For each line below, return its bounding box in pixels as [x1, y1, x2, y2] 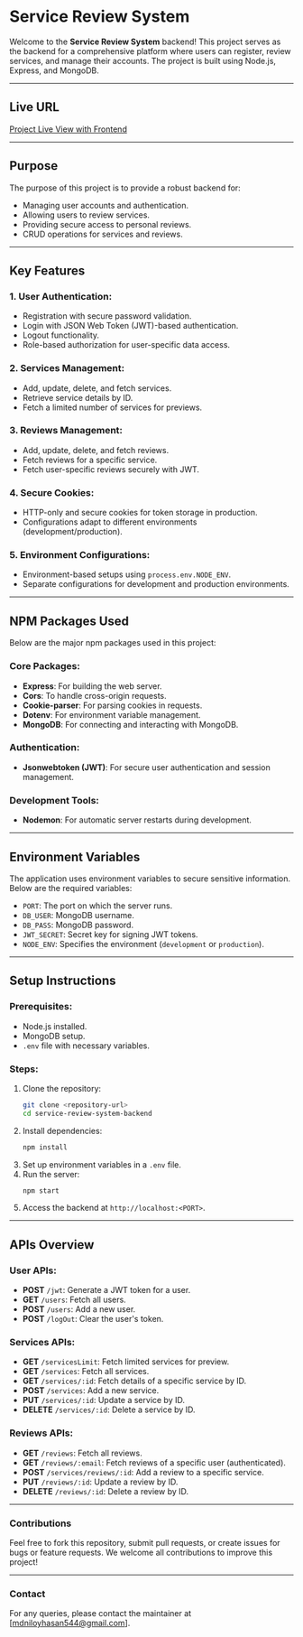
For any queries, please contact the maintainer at [9, 1608, 192, 1619]
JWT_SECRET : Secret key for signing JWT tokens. [22, 928, 198, 940]
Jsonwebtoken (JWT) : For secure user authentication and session [22, 761, 271, 773]
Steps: [9, 1063, 39, 1075]
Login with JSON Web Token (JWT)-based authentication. [22, 321, 239, 331]
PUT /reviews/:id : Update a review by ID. [22, 1476, 179, 1487]
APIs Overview [9, 1237, 95, 1252]
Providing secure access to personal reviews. [22, 219, 192, 229]
